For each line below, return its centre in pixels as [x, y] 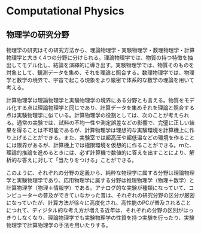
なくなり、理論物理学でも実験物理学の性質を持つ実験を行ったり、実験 [108, 218]
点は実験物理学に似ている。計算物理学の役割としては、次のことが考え [93, 115]
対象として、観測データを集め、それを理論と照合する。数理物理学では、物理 [100, 72]
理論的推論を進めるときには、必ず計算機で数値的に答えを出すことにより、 [98, 153]
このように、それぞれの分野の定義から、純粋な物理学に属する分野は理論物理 [100, 173]
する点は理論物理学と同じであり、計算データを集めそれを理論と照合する [106, 108]
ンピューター [22, 195]
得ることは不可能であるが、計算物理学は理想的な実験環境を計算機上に [103, 130]
